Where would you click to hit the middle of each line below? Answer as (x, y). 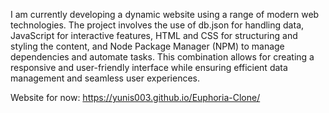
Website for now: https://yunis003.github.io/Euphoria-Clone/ (135, 97)
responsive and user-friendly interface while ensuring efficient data (149, 67)
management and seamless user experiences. (105, 78)
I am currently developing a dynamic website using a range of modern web (165, 14)
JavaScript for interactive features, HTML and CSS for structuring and (154, 35)
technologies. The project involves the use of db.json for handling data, (157, 25)
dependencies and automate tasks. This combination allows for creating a (162, 57)
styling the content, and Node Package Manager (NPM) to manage (147, 46)
